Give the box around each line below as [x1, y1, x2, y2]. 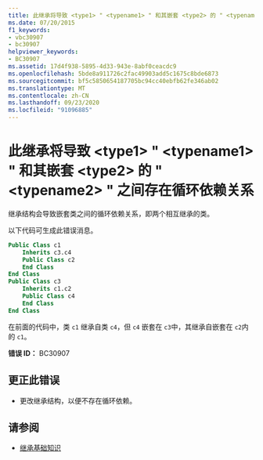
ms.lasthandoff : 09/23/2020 [8, 99, 100, 107]
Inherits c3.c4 [22, 248, 72, 256]
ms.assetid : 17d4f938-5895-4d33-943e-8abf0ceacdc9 [8, 63, 177, 71]
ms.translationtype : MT [8, 84, 86, 92]
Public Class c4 [22, 292, 76, 300]
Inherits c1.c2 [22, 285, 72, 293]
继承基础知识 [19, 444, 61, 453]
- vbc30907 [8, 33, 44, 42]
